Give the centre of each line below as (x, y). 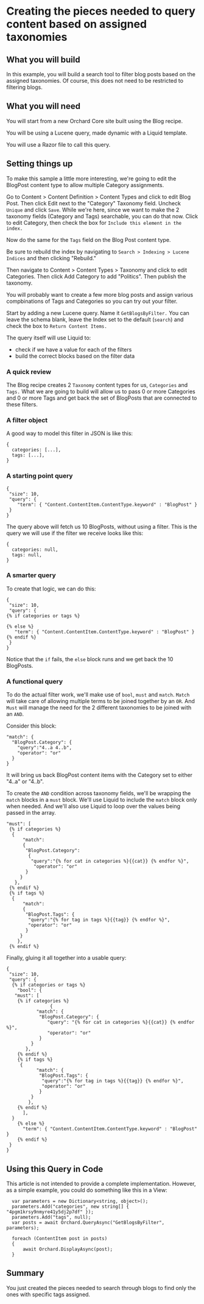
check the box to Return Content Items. (57, 326)
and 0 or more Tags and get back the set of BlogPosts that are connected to (102, 398)
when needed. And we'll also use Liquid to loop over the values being (93, 806)
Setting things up (40, 164)
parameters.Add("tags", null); (51, 1217)
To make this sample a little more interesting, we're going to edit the (91, 179)
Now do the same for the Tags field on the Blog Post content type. (89, 239)
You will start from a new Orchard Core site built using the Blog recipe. (95, 121)
